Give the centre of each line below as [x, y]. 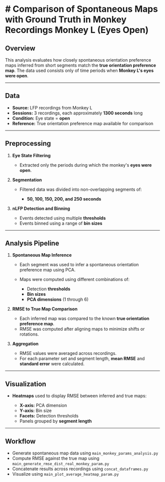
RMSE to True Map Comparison [45, 309]
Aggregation [25, 344]
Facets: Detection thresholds [49, 416]
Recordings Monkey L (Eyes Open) [77, 30]
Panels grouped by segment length [56, 421]
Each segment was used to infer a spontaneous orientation [79, 265]
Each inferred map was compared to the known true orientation [84, 318]
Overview [20, 48]
